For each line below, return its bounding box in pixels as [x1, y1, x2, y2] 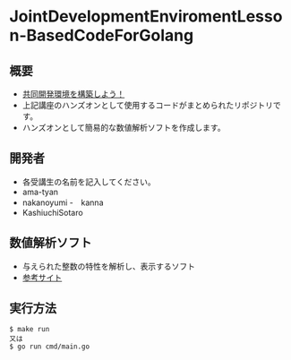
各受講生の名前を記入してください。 [21, 176, 156, 187]
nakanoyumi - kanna [21, 197, 104, 208]
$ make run [9, 325, 50, 334]
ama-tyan [21, 186, 59, 197]
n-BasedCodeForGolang [9, 25, 194, 46]
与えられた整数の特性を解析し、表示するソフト [21, 261, 195, 271]
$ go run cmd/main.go [9, 342, 90, 351]
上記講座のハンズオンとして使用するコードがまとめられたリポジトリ [21, 100, 274, 110]
